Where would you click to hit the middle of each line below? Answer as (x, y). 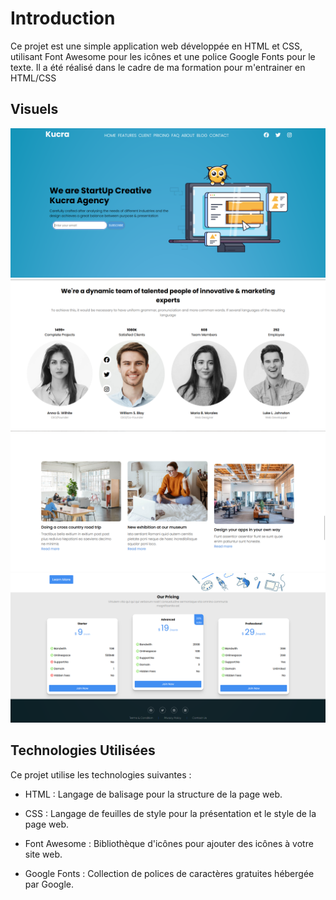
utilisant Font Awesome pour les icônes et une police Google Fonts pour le (163, 56)
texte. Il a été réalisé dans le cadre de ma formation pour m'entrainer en (158, 67)
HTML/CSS (33, 78)
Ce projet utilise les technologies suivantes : (101, 774)
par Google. (49, 884)
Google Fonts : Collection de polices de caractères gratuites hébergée (169, 873)
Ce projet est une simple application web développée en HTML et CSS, (156, 46)
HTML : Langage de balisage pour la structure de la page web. (153, 794)
